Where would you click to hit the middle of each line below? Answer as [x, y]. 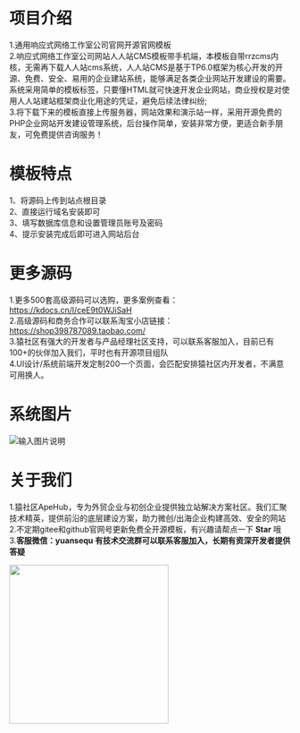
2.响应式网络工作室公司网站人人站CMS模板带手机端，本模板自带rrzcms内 [144, 55]
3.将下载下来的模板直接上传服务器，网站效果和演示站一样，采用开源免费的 [146, 112]
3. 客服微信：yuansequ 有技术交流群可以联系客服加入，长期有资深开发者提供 [150, 540]
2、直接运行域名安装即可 [55, 211]
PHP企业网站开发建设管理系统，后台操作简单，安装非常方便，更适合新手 [142, 123]
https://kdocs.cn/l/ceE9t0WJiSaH [71, 310]
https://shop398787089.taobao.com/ [77, 330]
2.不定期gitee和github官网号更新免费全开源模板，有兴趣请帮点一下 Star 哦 [146, 529]
